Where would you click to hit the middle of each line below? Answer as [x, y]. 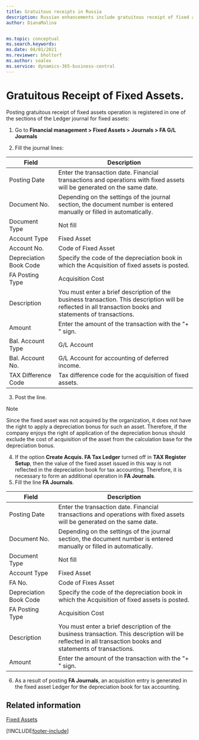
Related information [44, 705]
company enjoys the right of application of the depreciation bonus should [96, 433]
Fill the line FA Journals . [44, 482]
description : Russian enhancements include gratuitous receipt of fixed [98, 17]
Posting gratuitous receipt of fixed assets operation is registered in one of [96, 112]
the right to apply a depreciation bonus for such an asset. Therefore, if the [97, 426]
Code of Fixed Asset [87, 248]
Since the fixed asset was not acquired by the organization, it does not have [99, 420]
